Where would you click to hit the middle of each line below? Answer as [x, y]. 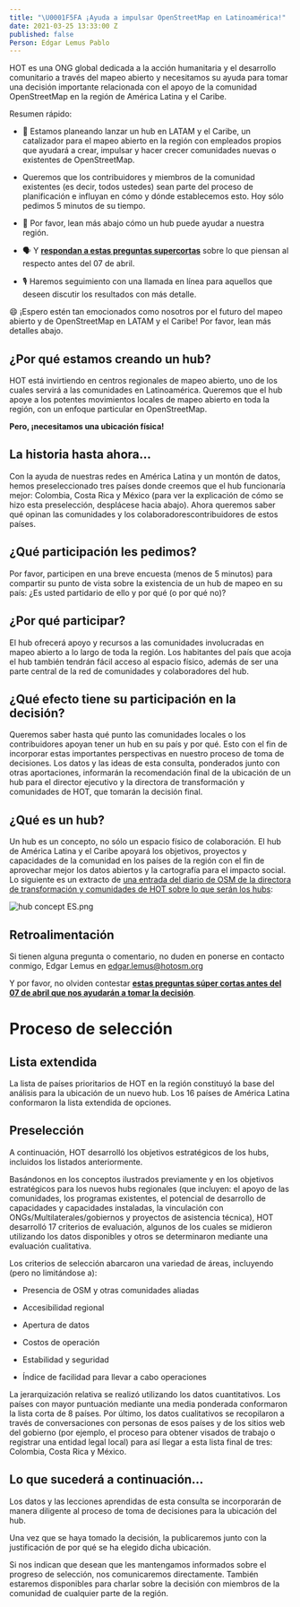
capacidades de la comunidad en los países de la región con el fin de [137, 860]
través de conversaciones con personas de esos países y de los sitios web [147, 1422]
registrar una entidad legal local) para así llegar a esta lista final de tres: [141, 1442]
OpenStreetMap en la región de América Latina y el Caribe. [118, 97]
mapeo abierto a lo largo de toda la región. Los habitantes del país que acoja [150, 652]
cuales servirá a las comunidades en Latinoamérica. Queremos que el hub [146, 390]
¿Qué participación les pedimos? [103, 552]
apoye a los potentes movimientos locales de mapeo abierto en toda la [140, 400]
